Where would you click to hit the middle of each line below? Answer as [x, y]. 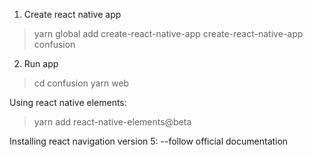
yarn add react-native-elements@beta [112, 122]
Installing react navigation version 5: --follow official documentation [149, 141]
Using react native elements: [68, 102]
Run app [41, 63]
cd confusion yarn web [81, 83]
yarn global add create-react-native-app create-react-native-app [168, 33]
